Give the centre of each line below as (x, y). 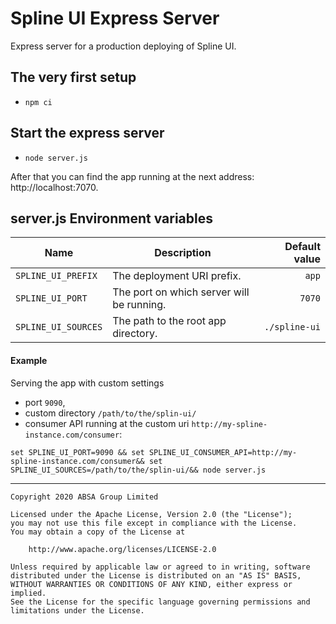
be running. (139, 305)
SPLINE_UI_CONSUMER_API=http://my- (223, 452)
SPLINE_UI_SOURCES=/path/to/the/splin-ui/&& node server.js (138, 470)
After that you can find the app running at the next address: (132, 176)
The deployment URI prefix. (177, 276)
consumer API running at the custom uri (107, 423)
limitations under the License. (77, 610)
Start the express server (87, 133)
